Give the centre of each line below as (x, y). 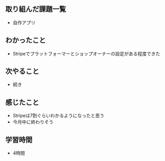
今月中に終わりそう (33, 122)
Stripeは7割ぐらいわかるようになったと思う (58, 116)
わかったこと (26, 40)
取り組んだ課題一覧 (36, 9)
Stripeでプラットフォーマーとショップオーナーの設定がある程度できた (86, 53)
